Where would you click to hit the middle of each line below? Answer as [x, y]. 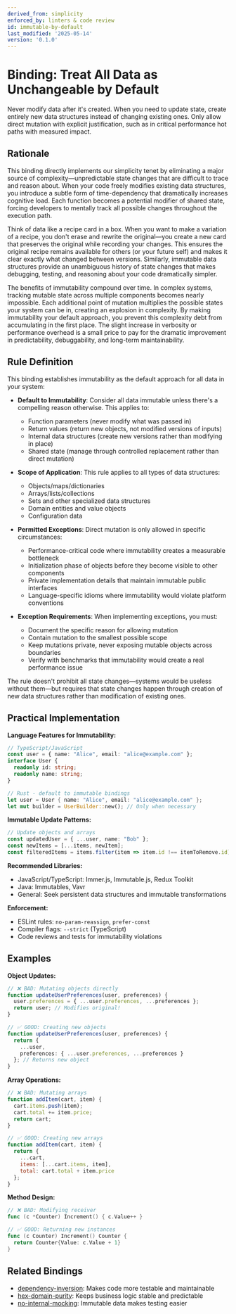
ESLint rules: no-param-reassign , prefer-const [84, 921]
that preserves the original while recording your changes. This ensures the [115, 244]
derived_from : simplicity [45, 14]
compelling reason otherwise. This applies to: [83, 407]
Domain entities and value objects [77, 508]
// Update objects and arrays [52, 833]
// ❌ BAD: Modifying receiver [52, 1211]
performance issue [55, 667]
